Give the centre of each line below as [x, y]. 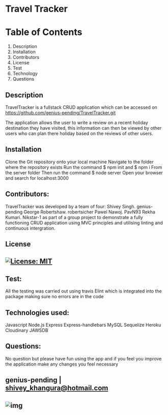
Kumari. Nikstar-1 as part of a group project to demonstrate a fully [74, 217]
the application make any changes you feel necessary [62, 364]
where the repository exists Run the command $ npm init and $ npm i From [84, 167]
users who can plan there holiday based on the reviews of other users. [79, 133]
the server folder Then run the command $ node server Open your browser [84, 173]
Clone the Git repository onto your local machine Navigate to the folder [79, 162]
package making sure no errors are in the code [54, 297]
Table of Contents [44, 32]
